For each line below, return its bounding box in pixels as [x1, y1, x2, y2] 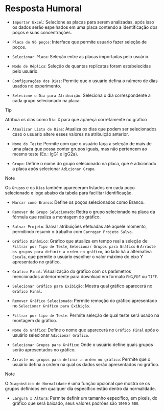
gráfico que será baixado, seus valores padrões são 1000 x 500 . [12, 400, 140, 406]
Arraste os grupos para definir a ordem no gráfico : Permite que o [12, 356, 151, 362]
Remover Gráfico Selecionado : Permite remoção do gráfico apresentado [12, 298, 158, 303]
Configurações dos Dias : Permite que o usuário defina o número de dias [12, 78, 158, 84]
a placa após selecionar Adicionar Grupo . [12, 166, 96, 172]
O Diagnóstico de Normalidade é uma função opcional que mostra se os [5, 380, 150, 386]
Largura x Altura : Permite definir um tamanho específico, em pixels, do [12, 395, 158, 401]
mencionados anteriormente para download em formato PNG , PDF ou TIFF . [12, 273, 158, 279]
